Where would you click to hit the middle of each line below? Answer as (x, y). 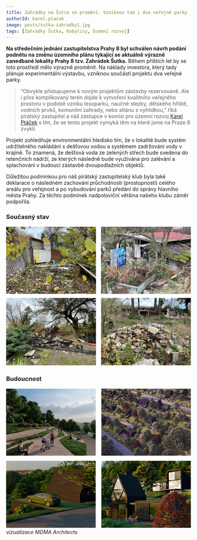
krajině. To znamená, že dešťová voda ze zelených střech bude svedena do (97, 153)
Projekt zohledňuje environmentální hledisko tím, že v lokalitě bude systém (96, 140)
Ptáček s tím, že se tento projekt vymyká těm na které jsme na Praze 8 (105, 122)
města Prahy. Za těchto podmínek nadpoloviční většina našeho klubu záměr (97, 196)
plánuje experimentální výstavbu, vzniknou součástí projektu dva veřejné (94, 74)
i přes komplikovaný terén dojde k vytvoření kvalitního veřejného (98, 98)
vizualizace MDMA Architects (42, 532)
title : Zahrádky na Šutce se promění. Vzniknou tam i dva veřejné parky (97, 12)
